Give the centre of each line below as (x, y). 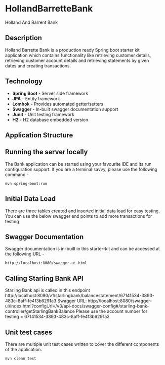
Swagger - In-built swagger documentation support (65, 109)
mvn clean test (21, 359)
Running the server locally (46, 152)
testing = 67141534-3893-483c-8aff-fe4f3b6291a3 (57, 317)
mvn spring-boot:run (26, 183)
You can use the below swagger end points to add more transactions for (79, 216)
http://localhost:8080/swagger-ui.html (46, 263)
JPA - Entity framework (36, 98)
